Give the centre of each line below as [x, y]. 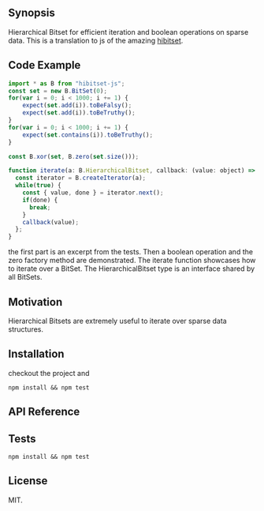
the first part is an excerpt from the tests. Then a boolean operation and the [131, 252]
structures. [26, 329]
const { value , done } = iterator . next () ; [93, 193]
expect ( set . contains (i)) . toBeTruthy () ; [88, 135]
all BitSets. [25, 277]
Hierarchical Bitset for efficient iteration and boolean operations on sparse [128, 32]
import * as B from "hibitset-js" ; [67, 83]
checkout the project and [49, 373]
